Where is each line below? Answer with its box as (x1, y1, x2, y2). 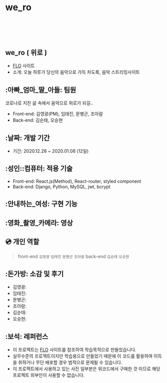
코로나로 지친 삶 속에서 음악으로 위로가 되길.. (5, 100, 93, 106)
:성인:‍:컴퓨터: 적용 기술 (5, 165, 73, 173)
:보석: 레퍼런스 (5, 332, 48, 341)
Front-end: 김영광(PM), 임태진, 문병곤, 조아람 (12, 111, 103, 117)
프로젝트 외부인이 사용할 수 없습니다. (12, 372, 85, 378)
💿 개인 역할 (5, 237, 40, 246)
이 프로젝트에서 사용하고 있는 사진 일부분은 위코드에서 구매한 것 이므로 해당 (12, 366, 161, 372)
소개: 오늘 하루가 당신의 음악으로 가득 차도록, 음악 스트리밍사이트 (12, 69, 141, 75)
